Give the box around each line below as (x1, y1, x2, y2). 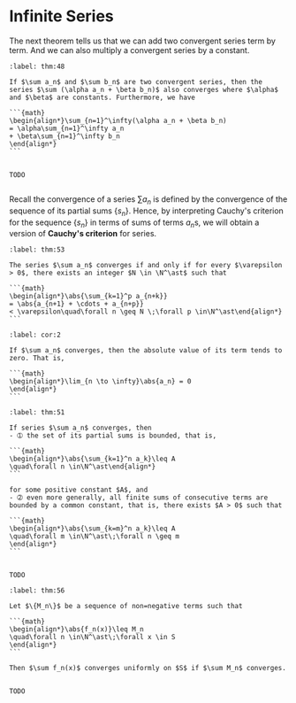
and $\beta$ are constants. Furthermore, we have (9, 93, 196, 102)
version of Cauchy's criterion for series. (9, 228, 157, 239)
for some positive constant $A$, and (9, 485, 148, 495)
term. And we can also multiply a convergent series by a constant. (9, 44, 250, 55)
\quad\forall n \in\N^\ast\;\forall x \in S (9, 633, 176, 642)
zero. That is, (9, 354, 65, 363)
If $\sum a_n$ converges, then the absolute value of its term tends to (9, 346, 283, 355)
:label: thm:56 (9, 586, 65, 595)
